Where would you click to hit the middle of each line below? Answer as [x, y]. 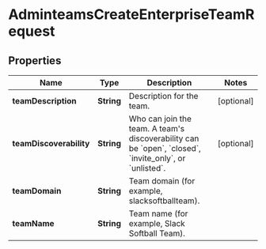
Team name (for [158, 213]
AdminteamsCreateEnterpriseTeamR [131, 15]
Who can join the [160, 119]
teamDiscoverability [51, 143]
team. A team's [157, 128]
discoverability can [164, 138]
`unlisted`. [147, 168]
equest [32, 31]
